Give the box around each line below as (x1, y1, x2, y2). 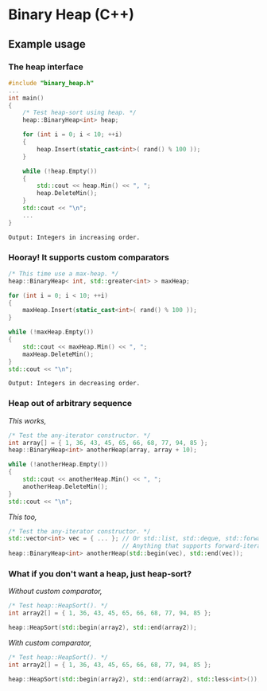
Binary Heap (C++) (8, 6, 135, 24)
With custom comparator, (8, 638, 92, 648)
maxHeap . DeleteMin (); (22, 350, 94, 358)
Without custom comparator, (8, 587, 103, 596)
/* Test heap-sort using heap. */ (22, 109, 137, 117)
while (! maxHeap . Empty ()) (8, 328, 94, 336)
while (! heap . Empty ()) (22, 167, 98, 175)
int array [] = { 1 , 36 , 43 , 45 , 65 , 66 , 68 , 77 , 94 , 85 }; (8, 439, 208, 447)
